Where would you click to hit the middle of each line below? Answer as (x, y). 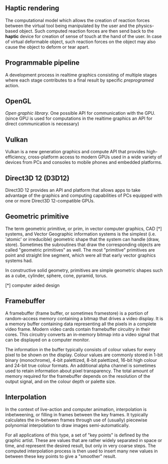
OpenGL (18, 101)
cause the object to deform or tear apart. (47, 47)
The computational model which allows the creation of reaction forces (77, 20)
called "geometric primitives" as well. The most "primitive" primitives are (80, 250)
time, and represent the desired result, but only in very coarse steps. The (81, 445)
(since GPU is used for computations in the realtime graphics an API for (79, 119)
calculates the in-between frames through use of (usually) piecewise (76, 420)
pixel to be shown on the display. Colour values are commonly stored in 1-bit (84, 355)
